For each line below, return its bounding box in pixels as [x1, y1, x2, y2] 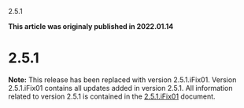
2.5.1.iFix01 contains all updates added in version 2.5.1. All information [8, 83, 233, 92]
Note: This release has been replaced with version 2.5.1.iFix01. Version [8, 74, 237, 85]
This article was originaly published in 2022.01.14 [8, 22, 174, 31]
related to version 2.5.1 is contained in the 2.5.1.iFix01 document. [8, 92, 216, 101]
